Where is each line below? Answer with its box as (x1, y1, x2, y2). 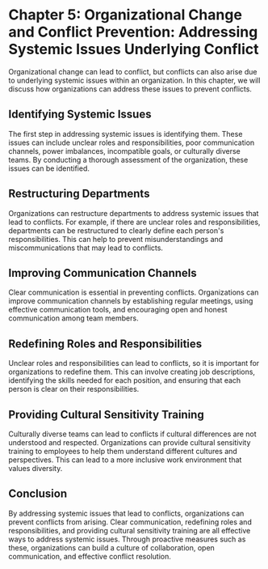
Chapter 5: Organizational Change (8, 6, 242, 24)
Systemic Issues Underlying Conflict (8, 40, 259, 58)
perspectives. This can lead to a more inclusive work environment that (8, 455, 242, 465)
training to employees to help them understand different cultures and (8, 447, 238, 456)
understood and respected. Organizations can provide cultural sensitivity (8, 438, 251, 447)
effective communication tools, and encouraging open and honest (8, 305, 228, 315)
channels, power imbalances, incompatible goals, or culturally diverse (8, 146, 241, 155)
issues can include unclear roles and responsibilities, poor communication (8, 138, 255, 147)
